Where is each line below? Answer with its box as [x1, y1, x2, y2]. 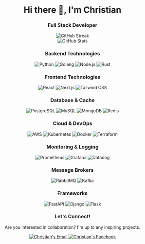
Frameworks [57, 190, 88, 197]
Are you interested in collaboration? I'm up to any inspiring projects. [4, 224, 141, 230]
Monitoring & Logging [46, 143, 99, 150]
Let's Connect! [54, 213, 91, 220]
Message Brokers [51, 166, 94, 173]
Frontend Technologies [44, 73, 101, 80]
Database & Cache [50, 97, 95, 103]
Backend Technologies [45, 50, 100, 57]
